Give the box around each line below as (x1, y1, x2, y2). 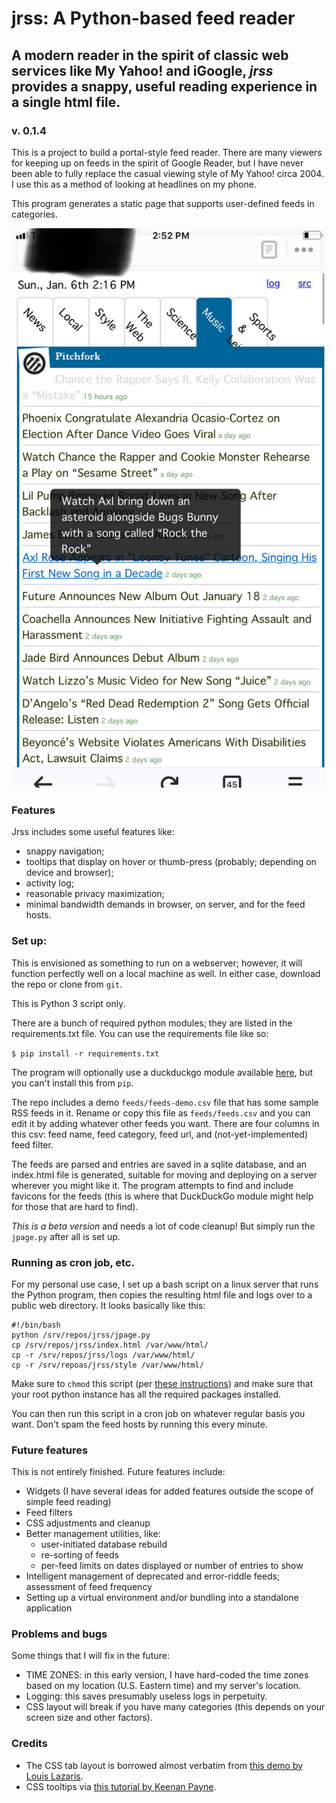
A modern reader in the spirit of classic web (11, 47, 289, 64)
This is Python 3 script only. (11, 997, 126, 1009)
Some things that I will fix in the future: (11, 1650, 170, 1662)
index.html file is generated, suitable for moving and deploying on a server (11, 1168, 318, 1181)
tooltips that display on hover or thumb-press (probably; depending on (25, 856, 317, 868)
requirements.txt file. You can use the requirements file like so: (11, 1027, 269, 1039)
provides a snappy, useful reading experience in (11, 78, 318, 95)
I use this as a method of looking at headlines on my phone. (11, 178, 257, 190)
